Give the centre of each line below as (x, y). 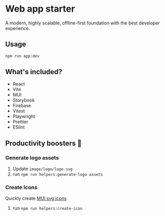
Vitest (19, 111)
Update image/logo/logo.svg (42, 169)
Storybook (24, 100)
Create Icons (21, 188)
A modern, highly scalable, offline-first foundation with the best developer (82, 23)
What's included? (34, 72)
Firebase (22, 106)
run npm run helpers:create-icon (47, 208)
